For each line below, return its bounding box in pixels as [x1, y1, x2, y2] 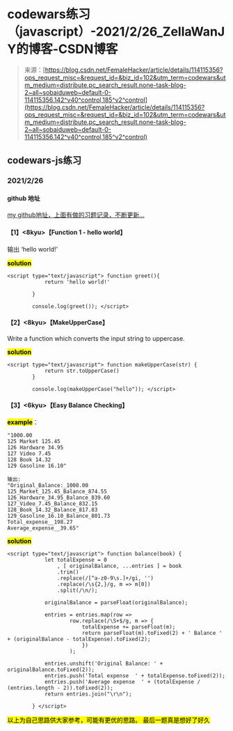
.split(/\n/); [56, 587, 98, 594]
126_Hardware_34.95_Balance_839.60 [7, 494, 111, 502]
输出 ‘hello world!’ [7, 245, 58, 253]
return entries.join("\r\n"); [44, 691, 132, 698]
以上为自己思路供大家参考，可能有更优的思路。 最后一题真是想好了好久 [7, 716, 210, 725]
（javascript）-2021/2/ [7, 24, 143, 40]
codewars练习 [7, 6, 90, 22]
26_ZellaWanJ [141, 24, 225, 40]
